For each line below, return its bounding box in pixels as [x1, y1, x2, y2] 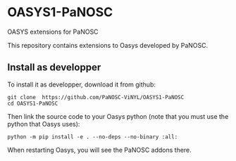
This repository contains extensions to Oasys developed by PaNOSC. [7, 41, 209, 49]
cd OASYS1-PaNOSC [7, 100, 58, 107]
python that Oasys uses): [7, 120, 80, 128]
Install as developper [7, 61, 101, 74]
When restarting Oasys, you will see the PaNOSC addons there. [7, 146, 192, 154]
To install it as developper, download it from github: [7, 80, 156, 89]
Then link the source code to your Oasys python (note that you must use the [7, 112, 229, 120]
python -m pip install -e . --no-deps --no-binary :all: [7, 133, 178, 141]
